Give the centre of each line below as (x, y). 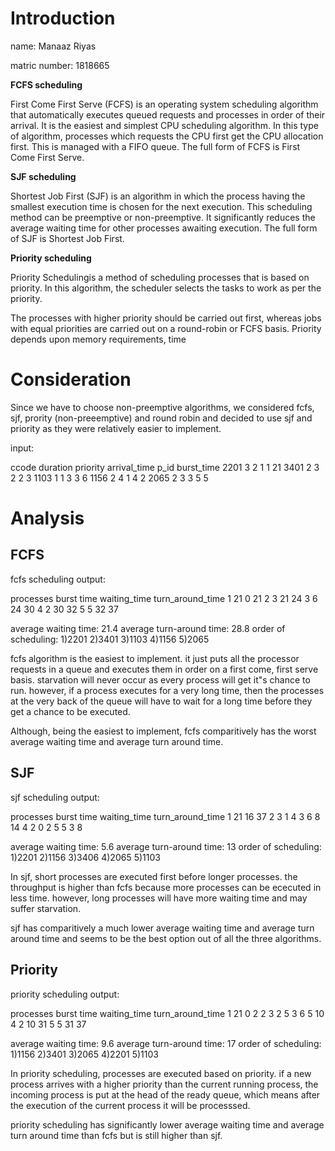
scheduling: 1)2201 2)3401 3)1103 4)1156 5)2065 (110, 639)
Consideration (71, 379)
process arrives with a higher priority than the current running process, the (164, 1084)
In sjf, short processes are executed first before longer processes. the (154, 876)
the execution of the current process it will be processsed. (130, 1105)
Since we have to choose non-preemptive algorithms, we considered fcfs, (162, 407)
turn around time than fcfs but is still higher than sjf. (116, 1135)
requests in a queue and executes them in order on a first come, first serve (164, 669)
